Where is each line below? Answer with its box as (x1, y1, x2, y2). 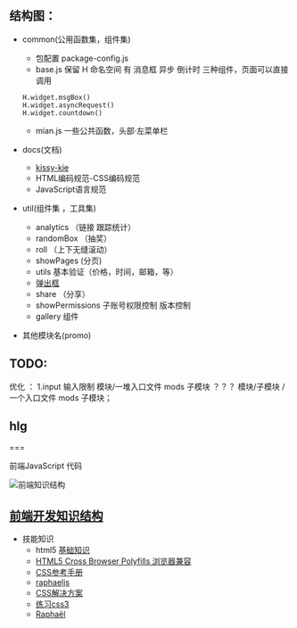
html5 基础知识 (35, 545, 91, 556)
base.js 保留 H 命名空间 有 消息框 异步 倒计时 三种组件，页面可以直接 (35, 63, 289, 74)
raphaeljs (35, 577, 70, 588)
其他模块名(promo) (21, 329, 92, 341)
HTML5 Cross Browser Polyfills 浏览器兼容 (35, 556, 192, 566)
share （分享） (35, 288, 91, 299)
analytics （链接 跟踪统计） (35, 221, 136, 232)
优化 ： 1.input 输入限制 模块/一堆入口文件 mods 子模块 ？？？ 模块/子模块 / (9, 381, 285, 392)
